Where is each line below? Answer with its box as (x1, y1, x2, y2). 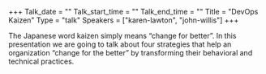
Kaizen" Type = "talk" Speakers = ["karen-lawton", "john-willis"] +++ (8, 15, 239, 25)
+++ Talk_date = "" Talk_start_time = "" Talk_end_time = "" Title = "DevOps (8, 7, 259, 16)
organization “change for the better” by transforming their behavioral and (8, 48, 253, 57)
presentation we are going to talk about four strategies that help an (8, 39, 232, 49)
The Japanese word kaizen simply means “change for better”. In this (8, 31, 237, 40)
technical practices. (8, 56, 75, 66)
